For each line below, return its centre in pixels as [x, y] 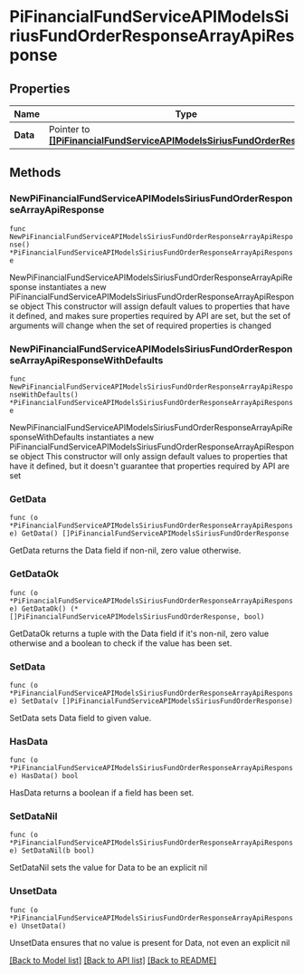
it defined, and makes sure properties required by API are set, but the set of [150, 315]
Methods [35, 173]
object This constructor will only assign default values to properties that [154, 456]
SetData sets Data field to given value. [81, 718]
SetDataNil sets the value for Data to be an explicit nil [109, 868]
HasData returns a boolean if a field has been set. [102, 793]
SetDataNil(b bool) [58, 851]
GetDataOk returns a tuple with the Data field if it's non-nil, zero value [139, 633]
